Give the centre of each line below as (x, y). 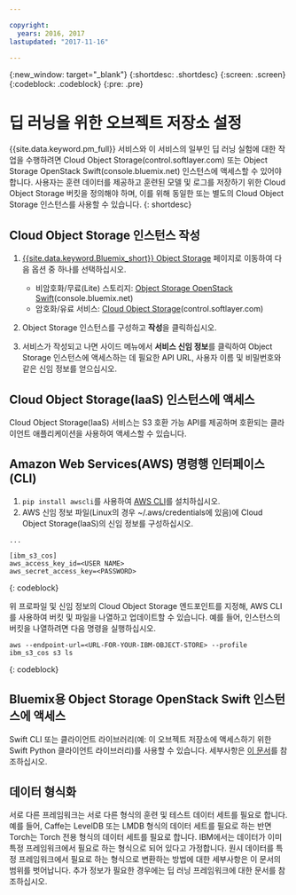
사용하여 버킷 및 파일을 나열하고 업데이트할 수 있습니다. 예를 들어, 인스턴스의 (149, 617)
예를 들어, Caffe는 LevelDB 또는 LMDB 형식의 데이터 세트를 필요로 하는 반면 (140, 826)
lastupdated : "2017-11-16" (59, 42)
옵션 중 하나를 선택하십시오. (79, 269)
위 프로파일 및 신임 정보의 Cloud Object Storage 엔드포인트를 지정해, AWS (139, 606)
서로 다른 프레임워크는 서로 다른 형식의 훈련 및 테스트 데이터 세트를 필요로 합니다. (148, 815)
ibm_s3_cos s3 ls (41, 653)
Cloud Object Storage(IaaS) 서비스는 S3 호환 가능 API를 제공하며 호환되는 (139, 422)
